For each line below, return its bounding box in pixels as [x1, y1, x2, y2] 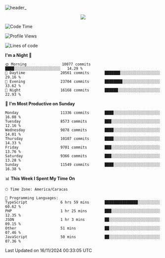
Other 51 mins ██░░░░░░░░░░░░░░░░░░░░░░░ [5, 226, 161, 231]
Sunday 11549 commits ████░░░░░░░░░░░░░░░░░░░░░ [5, 162, 161, 167]
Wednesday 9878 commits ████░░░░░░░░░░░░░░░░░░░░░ [5, 128, 161, 132]
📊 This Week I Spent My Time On [5, 175, 75, 181]
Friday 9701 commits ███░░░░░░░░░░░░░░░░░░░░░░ [5, 145, 161, 150]
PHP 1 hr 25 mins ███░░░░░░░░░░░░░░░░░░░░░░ [5, 209, 161, 214]
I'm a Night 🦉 [5, 52, 32, 58]
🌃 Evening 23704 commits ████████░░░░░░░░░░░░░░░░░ [5, 79, 161, 84]
